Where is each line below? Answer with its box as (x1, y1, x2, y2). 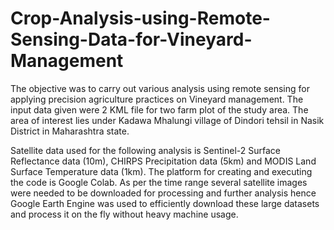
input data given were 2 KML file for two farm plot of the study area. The (10, 103, 309, 116)
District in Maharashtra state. (10, 125, 130, 137)
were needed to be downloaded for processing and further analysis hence (10, 187, 317, 199)
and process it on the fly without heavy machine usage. (10, 208, 239, 220)
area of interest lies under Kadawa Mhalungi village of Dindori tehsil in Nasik (10, 114, 325, 126)
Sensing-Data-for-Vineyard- (10, 28, 253, 51)
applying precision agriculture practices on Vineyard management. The (10, 93, 304, 105)
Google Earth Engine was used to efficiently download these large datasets (10, 197, 320, 209)
